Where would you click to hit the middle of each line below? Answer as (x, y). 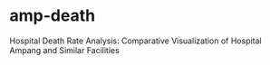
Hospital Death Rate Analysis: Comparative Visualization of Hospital (135, 41)
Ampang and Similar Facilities (64, 50)
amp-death (53, 16)
